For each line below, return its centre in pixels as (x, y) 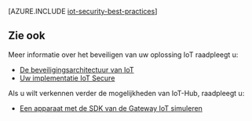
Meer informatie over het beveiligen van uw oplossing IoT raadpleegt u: (123, 55)
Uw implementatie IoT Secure (67, 78)
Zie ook (27, 36)
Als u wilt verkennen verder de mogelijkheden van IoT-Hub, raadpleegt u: (126, 93)
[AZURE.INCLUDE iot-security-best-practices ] (83, 11)
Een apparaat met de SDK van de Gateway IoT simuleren (111, 108)
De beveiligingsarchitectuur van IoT (77, 69)
